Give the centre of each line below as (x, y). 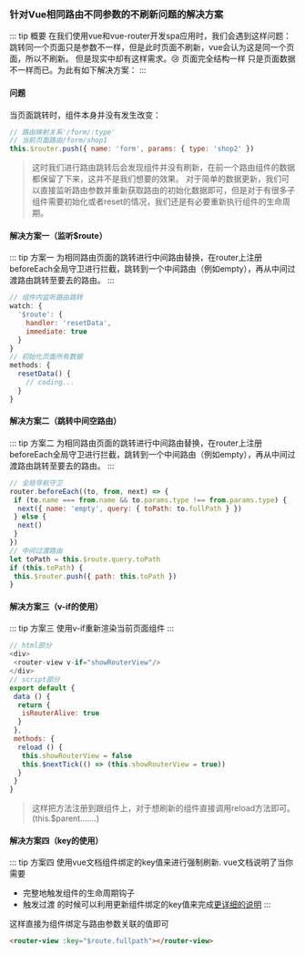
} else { (30, 517)
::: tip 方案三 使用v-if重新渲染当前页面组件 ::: (92, 628)
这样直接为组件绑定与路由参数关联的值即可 (89, 924)
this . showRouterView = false (76, 755)
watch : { (26, 306)
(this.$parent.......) (66, 818)
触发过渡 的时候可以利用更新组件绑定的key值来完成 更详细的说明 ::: (147, 905)
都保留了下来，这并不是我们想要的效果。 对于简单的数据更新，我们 (157, 179)
